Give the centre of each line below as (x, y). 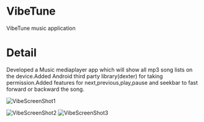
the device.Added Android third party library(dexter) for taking (85, 76)
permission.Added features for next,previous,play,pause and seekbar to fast (102, 82)
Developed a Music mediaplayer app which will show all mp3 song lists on (100, 70)
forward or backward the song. (45, 89)
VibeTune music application (41, 28)
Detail (21, 53)
